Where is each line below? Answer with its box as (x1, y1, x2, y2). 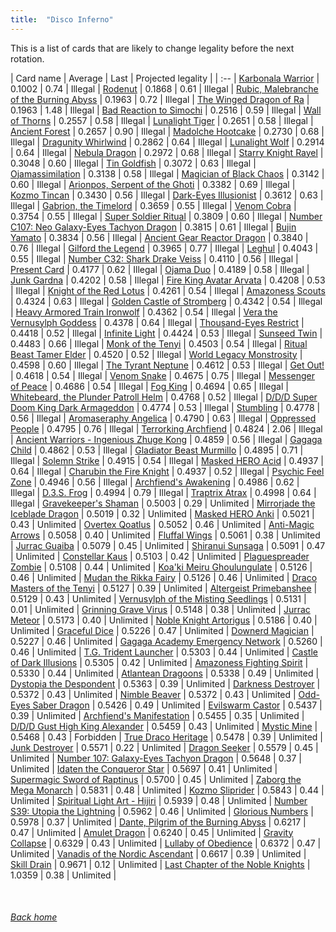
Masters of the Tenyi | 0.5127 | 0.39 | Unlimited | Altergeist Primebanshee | (10, 582, 318, 594)
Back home (10, 911, 58, 923)
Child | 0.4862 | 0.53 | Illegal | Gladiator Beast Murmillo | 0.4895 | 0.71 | (10, 444, 304, 456)
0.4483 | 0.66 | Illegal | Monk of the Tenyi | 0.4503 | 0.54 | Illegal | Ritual (10, 337, 308, 350)
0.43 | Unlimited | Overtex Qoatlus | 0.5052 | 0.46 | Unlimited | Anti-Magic (10, 518, 315, 530)
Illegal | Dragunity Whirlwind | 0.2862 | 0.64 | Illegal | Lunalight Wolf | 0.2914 (10, 136, 325, 148)
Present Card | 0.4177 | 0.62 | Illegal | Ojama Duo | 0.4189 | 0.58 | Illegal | (10, 263, 310, 275)
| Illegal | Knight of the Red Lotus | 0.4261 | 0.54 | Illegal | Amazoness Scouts (10, 284, 326, 296)
